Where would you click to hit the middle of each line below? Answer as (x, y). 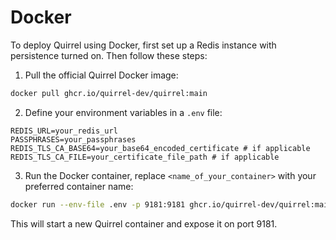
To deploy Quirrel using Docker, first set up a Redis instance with (143, 45)
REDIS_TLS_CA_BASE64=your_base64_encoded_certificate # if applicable (160, 148)
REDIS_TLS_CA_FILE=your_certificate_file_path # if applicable (145, 157)
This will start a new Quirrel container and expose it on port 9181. (144, 223)
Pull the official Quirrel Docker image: (101, 75)
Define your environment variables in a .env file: (123, 112)
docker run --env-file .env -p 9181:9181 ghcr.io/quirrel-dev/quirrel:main (171, 204)
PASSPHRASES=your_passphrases (73, 139)
